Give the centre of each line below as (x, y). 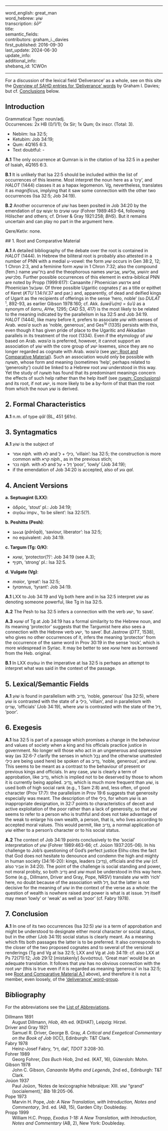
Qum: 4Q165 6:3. (30, 144)
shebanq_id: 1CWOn (26, 66)
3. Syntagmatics (31, 432)
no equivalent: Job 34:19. (38, 538)
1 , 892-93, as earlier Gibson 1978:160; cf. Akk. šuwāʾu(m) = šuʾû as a (75, 304)
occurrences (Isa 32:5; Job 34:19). (41, 196)
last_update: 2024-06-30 (31, 50)
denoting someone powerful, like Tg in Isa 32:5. (54, 602)
